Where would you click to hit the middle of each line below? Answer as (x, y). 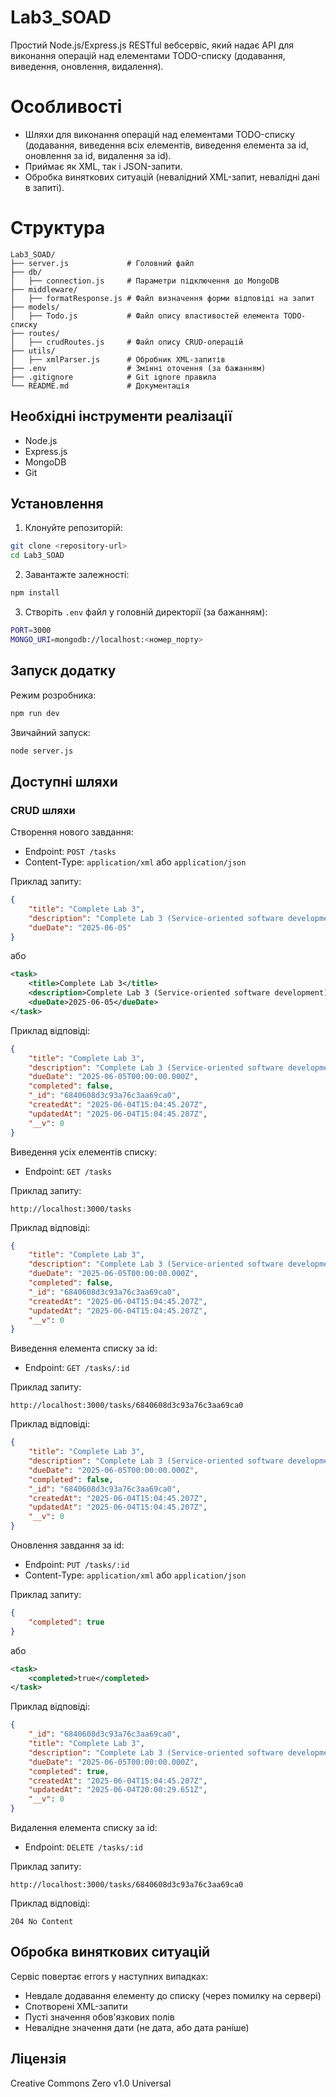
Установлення (57, 504)
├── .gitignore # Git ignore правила (113, 377)
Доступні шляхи (64, 781)
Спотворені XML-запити (76, 2006)
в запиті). (44, 187)
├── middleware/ (44, 289)
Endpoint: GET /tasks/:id (77, 1368)
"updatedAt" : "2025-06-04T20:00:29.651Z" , (118, 1790)
